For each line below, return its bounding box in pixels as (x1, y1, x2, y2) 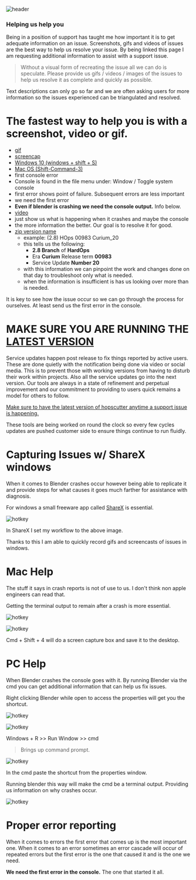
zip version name (14, 228, 57, 235)
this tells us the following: (23, 240, 85, 247)
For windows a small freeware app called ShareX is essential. (6, 504, 154, 511)
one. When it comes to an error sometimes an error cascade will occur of (6, 844, 183, 851)
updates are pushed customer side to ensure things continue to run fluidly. (6, 428, 187, 435)
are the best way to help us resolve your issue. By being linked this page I (6, 46, 184, 53)
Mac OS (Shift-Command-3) (14, 166, 83, 173)
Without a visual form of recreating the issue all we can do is (20, 64, 167, 71)
